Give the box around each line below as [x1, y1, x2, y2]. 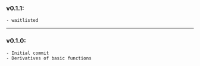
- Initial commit [6, 50, 49, 56]
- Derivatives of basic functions [6, 55, 92, 61]
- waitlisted [6, 18, 39, 24]
